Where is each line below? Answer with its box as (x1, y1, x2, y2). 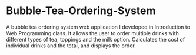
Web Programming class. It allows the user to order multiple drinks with (6, 29, 180, 36)
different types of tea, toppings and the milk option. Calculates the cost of (6, 36, 185, 43)
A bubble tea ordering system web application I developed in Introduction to (6, 23, 190, 30)
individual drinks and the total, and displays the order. (6, 42, 137, 49)
